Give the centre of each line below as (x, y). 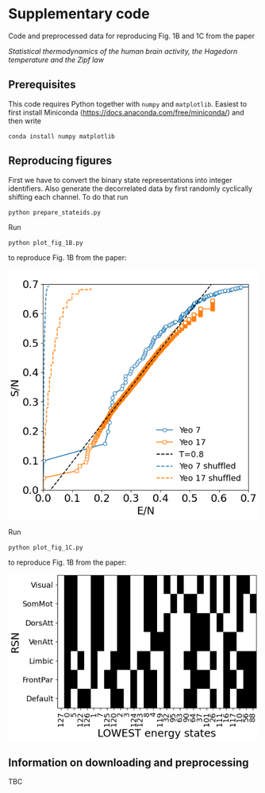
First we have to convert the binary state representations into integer (120, 180)
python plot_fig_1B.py (46, 243)
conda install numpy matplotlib (61, 136)
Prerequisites (42, 85)
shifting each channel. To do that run (68, 196)
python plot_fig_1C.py (46, 547)
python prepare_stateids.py (55, 212)
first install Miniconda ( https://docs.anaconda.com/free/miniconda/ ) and (126, 112)
